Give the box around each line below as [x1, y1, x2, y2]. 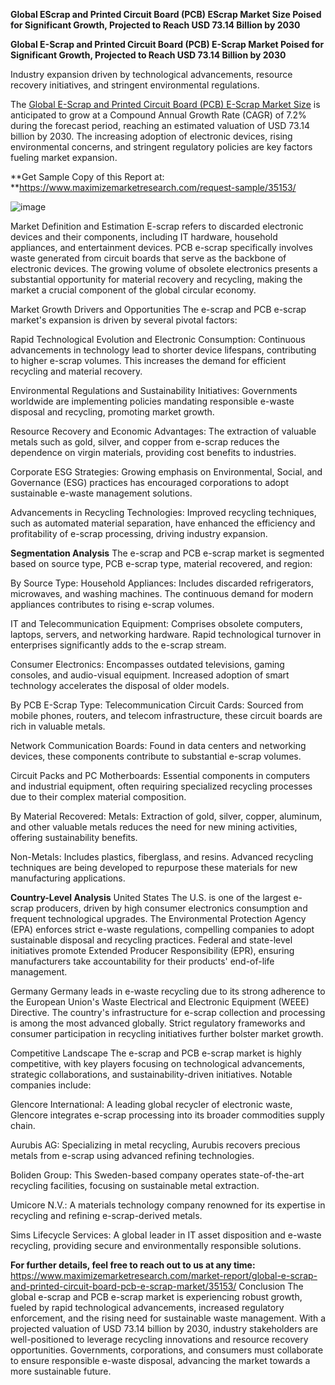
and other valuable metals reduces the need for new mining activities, [10, 821, 298, 833]
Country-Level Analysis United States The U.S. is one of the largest [10, 892, 292, 903]
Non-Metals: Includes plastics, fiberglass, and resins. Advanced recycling [10, 851, 314, 863]
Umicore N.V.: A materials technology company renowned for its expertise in [10, 1199, 326, 1211]
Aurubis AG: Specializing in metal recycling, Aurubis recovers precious [10, 1139, 301, 1151]
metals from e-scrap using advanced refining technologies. [10, 1150, 255, 1161]
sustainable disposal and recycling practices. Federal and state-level [10, 934, 293, 946]
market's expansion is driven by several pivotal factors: [10, 314, 238, 326]
